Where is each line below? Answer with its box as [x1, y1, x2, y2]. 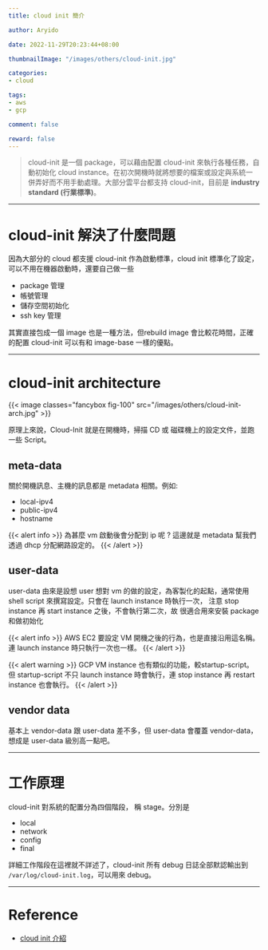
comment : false [8, 121, 59, 129]
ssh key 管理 [19, 311, 61, 320]
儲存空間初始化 [19, 301, 69, 311]
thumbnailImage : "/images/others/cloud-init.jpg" [8, 55, 177, 63]
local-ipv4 [19, 497, 54, 507]
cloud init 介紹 [19, 933, 66, 943]
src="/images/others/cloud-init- [136, 400, 242, 410]
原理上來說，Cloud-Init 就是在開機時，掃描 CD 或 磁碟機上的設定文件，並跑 [8, 425, 255, 435]
